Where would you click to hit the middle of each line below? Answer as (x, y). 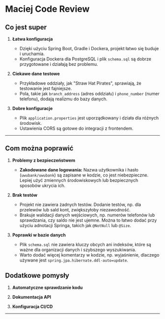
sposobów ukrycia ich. (42, 185)
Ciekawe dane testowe (36, 74)
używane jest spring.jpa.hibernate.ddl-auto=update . (74, 260)
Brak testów (25, 195)
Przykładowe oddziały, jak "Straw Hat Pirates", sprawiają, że (80, 83)
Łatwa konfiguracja (32, 39)
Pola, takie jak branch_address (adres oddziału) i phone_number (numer (89, 94)
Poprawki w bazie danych (39, 235)
